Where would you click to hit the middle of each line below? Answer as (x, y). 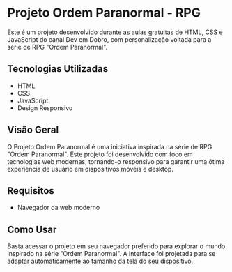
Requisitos (31, 191)
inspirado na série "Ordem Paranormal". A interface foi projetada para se (111, 254)
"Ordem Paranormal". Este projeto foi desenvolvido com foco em (100, 154)
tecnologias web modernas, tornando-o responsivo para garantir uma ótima (116, 161)
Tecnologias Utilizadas (58, 69)
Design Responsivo (45, 108)
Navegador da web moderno (59, 208)
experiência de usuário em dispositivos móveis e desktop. (91, 169)
